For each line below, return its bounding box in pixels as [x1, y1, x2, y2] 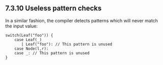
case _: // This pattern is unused [14, 50, 90, 55]
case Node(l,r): [14, 46, 49, 51]
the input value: [5, 23, 38, 29]
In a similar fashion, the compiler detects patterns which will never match [5, 17, 158, 23]
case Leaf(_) [14, 37, 42, 42]
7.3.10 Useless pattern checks [5, 4, 102, 13]
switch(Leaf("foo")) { [5, 32, 53, 38]
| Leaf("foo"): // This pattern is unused [21, 42, 113, 47]
